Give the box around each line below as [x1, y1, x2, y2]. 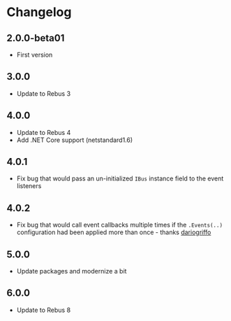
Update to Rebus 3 [16, 89, 71, 98]
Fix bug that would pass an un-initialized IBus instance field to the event [16, 174, 224, 183]
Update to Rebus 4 [16, 128, 71, 136]
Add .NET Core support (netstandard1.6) [16, 136, 133, 144]
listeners [16, 182, 42, 190]
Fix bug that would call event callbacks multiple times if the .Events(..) [16, 221, 223, 229]
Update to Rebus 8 [16, 306, 71, 314]
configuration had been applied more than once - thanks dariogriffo [16, 228, 211, 236]
